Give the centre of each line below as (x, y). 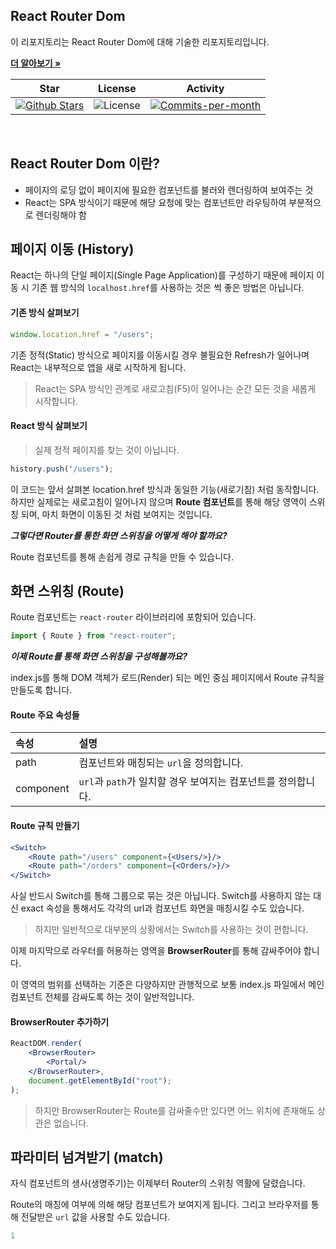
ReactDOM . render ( (46, 1044)
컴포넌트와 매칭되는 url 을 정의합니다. (161, 763)
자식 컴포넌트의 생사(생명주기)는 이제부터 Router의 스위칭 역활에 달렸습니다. (158, 1183)
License (117, 88)
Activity (205, 88)
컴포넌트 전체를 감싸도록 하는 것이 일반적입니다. (102, 997)
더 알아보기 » (36, 63)
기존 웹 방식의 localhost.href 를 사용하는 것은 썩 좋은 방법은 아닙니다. (168, 288)
